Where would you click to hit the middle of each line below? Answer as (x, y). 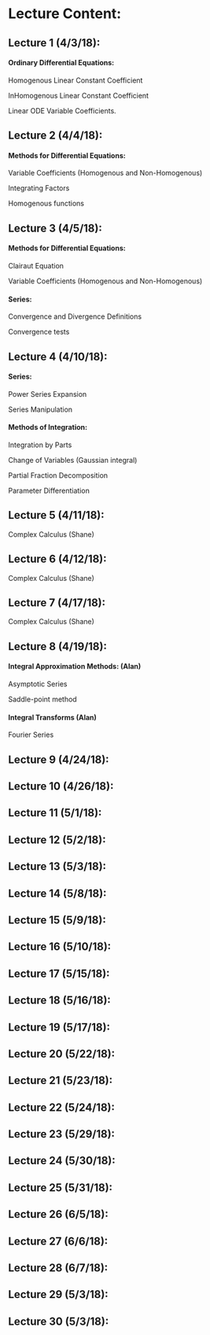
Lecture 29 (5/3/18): (58, 1294)
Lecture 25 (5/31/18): (60, 1187)
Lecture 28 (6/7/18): (58, 1268)
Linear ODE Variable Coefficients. (62, 110)
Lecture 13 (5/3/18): (57, 867)
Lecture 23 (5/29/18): (62, 1134)
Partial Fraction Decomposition (58, 475)
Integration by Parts (40, 445)
